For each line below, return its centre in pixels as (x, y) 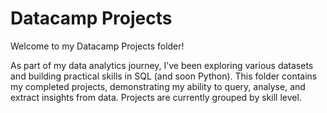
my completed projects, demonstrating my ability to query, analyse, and (158, 86)
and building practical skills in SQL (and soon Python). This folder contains (164, 76)
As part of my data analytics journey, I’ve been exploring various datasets (162, 65)
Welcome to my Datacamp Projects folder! (97, 46)
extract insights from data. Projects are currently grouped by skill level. (156, 97)
